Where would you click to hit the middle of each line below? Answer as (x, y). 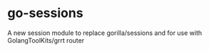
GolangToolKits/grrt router (46, 40)
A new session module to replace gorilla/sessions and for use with (105, 33)
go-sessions (45, 13)
